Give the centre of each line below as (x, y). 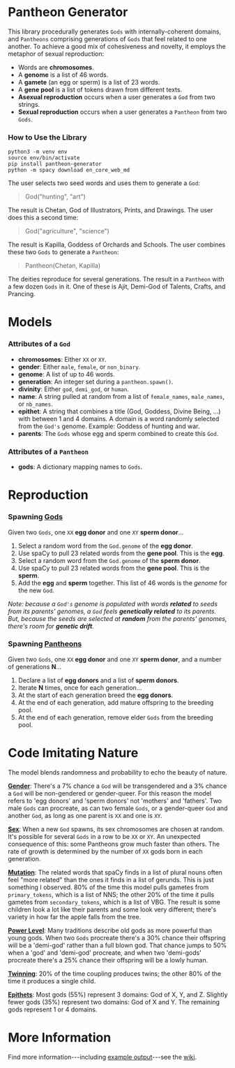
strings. (29, 104)
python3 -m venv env (38, 152)
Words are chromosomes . (56, 67)
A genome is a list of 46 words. (63, 75)
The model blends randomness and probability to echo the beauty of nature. (117, 772)
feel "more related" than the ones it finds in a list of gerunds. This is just (111, 879)
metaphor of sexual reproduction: (56, 54)
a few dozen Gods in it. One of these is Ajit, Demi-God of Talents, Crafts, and (117, 286)
